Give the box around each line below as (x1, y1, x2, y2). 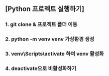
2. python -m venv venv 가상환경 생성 (5, 35, 95, 42)
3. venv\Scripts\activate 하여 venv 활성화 (5, 50, 104, 57)
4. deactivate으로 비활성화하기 (5, 65, 77, 72)
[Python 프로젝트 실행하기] (5, 4, 85, 13)
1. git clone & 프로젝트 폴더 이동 (5, 21, 78, 28)
